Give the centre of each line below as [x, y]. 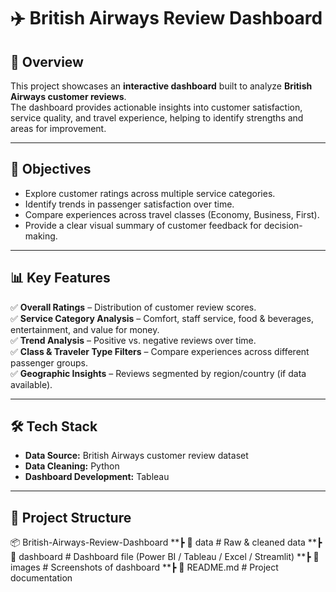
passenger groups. [49, 362]
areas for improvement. [58, 128]
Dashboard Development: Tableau [97, 477]
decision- [283, 225]
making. [41, 236]
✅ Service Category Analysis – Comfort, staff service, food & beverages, [162, 318]
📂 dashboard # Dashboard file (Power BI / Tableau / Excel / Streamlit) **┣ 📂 [165, 557]
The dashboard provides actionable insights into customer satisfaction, [156, 107]
